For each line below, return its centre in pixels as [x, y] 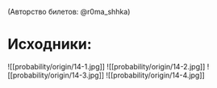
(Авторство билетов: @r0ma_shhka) [69, 12]
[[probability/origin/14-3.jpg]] [56, 75]
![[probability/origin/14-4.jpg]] [155, 75]
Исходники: [50, 44]
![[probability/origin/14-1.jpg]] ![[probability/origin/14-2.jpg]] [106, 66]
